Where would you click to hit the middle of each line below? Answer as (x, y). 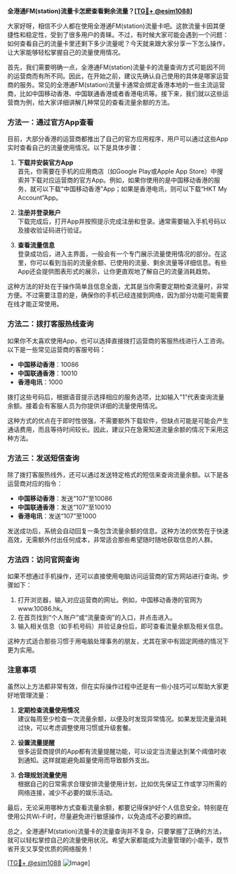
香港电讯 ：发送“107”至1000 (57, 516)
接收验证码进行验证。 (54, 230)
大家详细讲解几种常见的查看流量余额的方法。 (109, 102)
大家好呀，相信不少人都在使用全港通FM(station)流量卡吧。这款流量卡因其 (113, 26)
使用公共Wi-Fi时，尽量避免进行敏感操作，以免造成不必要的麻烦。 (101, 816)
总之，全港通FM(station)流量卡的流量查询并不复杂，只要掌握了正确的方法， (116, 831)
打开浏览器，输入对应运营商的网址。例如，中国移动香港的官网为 (110, 600)
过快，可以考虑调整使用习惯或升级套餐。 (76, 728)
